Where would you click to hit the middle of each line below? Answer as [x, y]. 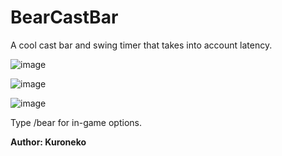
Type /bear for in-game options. [76, 122]
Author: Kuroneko [48, 142]
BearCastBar [64, 17]
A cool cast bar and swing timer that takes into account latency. [141, 45]
